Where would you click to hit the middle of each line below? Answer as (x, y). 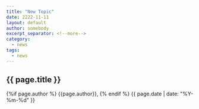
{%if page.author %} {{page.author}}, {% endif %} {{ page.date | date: (93, 94)
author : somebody (28, 28)
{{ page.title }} (34, 80)
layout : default (26, 23)
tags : (13, 50)
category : (18, 39)
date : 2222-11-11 (28, 17)
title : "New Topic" (30, 12)
